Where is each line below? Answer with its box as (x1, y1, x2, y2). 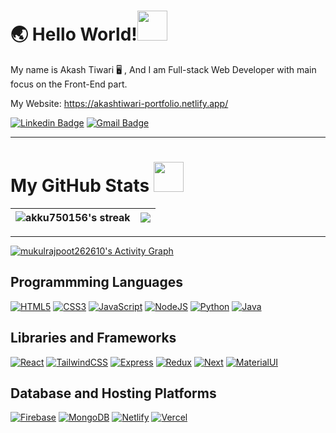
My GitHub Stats (10, 175, 150, 197)
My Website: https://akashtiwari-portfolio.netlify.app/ (10, 97, 229, 109)
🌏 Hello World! (10, 23, 138, 46)
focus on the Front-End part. (10, 78, 128, 90)
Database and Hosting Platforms (10, 385, 217, 402)
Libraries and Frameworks (10, 330, 177, 347)
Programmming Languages (10, 274, 183, 291)
